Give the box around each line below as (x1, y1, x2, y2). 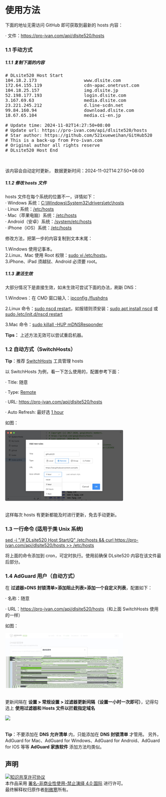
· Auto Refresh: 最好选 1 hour (5, 409, 64, 415)
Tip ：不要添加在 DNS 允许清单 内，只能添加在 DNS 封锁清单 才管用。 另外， (5, 732, 162, 738)
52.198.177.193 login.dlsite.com (5, 92, 126, 98)
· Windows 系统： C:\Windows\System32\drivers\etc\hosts (5, 200, 125, 206)
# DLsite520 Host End (5, 147, 58, 153)
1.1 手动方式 (5, 46, 33, 53)
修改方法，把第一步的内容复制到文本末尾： (5, 235, 93, 241)
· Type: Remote (5, 389, 36, 395)
